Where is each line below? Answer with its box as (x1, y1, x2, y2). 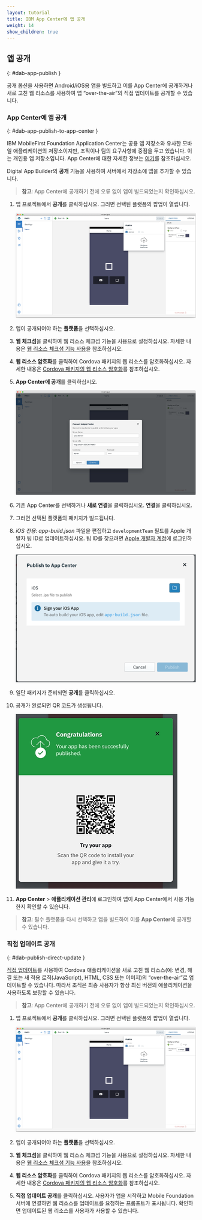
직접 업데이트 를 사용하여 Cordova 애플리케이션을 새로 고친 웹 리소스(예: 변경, (7, 966, 186, 973)
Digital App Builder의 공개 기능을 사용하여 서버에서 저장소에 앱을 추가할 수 (7, 168, 180, 175)
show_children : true (7, 29, 59, 35)
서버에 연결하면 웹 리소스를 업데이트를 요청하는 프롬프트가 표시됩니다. (15, 1199, 177, 1207)
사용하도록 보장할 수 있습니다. (7, 989, 76, 996)
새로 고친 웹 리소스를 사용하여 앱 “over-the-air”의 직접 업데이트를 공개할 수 (7, 90, 182, 97)
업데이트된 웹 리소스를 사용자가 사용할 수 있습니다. (22, 1207, 139, 1214)
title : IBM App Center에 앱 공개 (7, 16, 86, 22)
